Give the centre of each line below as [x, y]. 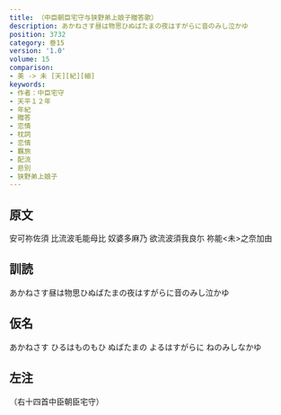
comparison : [31, 68]
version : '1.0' [38, 51]
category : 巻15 [37, 43]
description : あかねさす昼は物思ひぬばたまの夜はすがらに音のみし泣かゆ [129, 26]
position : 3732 [38, 34]
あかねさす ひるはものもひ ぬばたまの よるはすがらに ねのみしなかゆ [136, 347]
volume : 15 [30, 59]
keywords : [28, 84]
